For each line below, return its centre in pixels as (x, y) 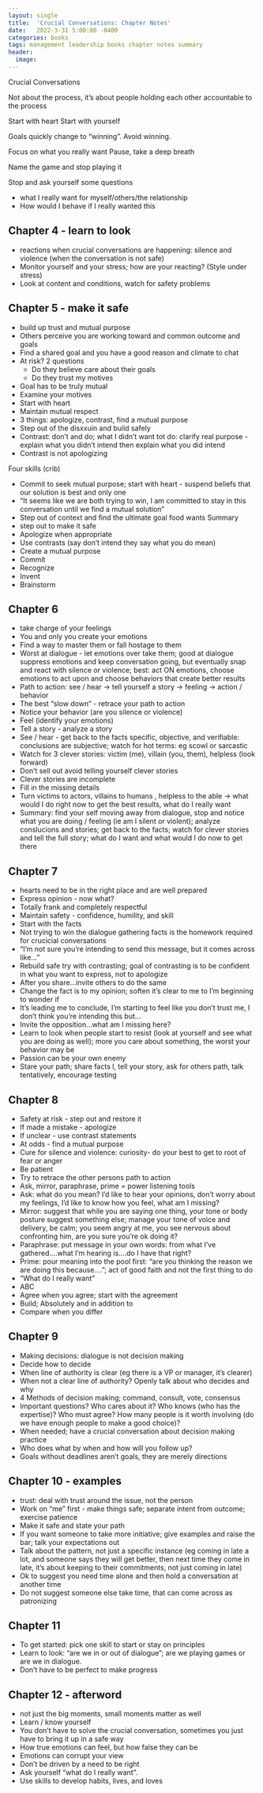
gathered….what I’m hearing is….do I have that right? (105, 1253)
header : (21, 52)
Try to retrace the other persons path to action (95, 1177)
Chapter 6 (34, 609)
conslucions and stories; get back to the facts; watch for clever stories (134, 829)
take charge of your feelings (66, 628)
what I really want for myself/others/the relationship (103, 197)
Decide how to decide (55, 1364)
